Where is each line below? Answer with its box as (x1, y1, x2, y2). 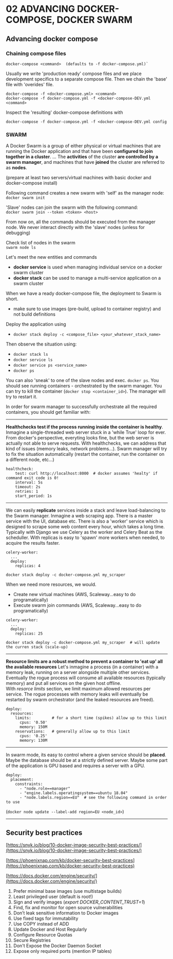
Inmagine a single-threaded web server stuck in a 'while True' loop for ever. (6, 429, 166, 435)
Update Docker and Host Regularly (13, 926, 87, 932)
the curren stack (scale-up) (6, 645, 68, 650)
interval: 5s (15, 480, 43, 485)
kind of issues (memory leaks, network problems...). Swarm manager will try (6, 446, 167, 452)
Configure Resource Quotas (13, 931, 72, 937)
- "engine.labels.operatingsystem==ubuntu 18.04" (19, 791, 128, 796)
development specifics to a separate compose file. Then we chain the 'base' (6, 75, 167, 82)
